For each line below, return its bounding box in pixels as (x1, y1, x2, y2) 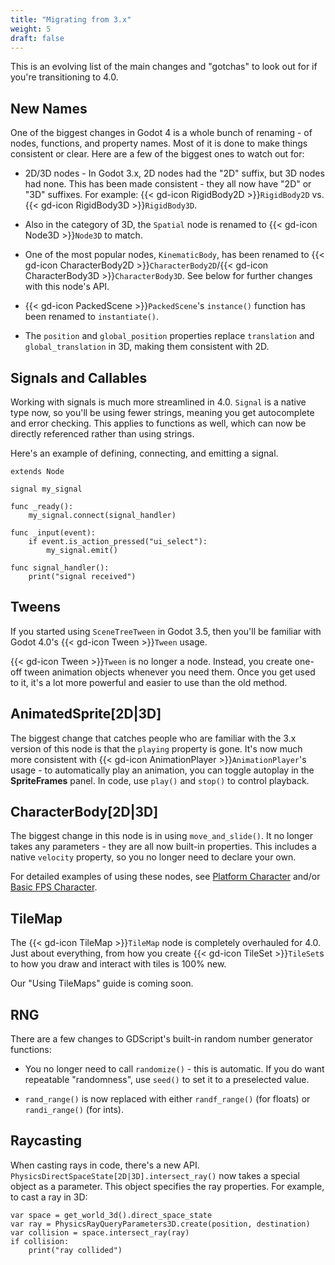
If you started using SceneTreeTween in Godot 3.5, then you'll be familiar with (10, 625, 322, 637)
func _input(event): (10, 528, 97, 538)
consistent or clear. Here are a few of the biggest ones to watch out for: (10, 148, 305, 160)
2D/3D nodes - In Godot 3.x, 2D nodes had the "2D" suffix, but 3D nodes (24, 167, 325, 180)
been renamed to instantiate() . (24, 311, 160, 323)
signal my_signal (10, 484, 83, 494)
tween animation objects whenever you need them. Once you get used (24, 666, 316, 678)
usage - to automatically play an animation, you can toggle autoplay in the (10, 764, 315, 776)
